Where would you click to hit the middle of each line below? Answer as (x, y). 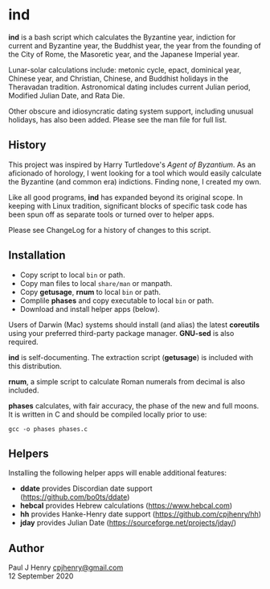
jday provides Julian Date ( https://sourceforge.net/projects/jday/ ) (128, 523)
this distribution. (35, 366)
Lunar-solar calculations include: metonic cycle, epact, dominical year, (125, 69)
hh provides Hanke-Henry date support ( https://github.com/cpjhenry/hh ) (141, 514)
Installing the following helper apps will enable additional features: (118, 473)
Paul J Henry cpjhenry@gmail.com (66, 568)
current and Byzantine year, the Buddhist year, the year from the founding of (135, 45)
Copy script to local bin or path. (73, 275)
